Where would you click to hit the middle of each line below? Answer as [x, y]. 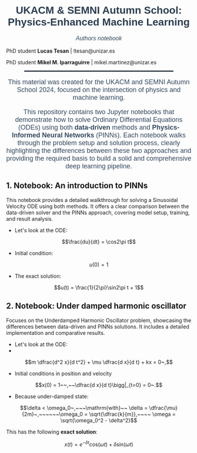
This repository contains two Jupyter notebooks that [99, 112]
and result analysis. [30, 219]
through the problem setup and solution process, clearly [99, 143]
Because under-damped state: [51, 396]
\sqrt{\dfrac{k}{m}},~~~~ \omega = [133, 414]
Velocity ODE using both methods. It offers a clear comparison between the [98, 206]
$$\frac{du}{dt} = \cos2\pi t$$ [99, 242]
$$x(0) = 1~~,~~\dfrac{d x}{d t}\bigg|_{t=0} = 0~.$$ [99, 384]
